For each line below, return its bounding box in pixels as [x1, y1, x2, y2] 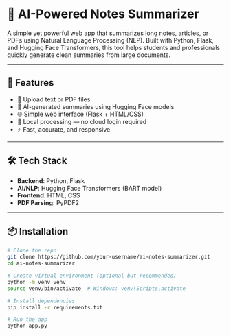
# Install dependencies [7, 298, 76, 304]
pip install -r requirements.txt [7, 304, 103, 311]
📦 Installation [7, 226, 69, 237]
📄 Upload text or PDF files [16, 95, 91, 104]
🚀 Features [7, 77, 54, 88]
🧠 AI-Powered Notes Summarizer [7, 6, 199, 22]
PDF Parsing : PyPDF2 [16, 198, 80, 206]
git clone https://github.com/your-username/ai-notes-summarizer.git [7, 254, 211, 261]
